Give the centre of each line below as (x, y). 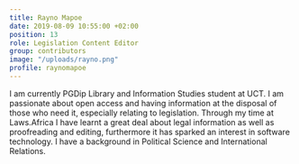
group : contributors (48, 51)
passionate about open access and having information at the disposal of (143, 103)
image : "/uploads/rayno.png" (64, 59)
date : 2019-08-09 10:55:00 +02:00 (74, 26)
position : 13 (34, 34)
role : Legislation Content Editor (74, 43)
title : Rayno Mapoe (46, 18)
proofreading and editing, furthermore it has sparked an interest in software (150, 132)
